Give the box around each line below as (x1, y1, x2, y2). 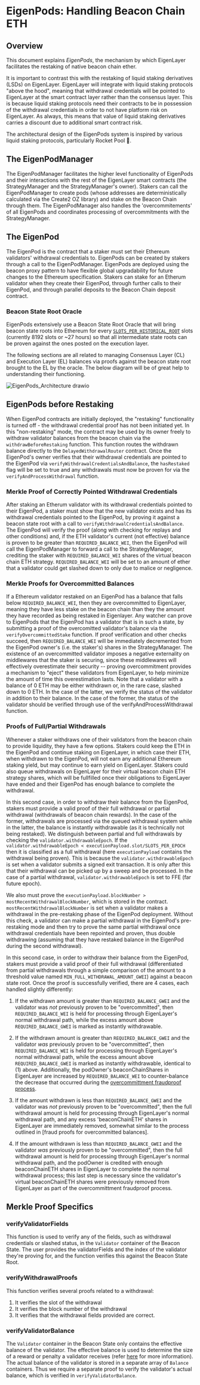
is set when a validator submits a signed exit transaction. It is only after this (6, 861, 191, 868)
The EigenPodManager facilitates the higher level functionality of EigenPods (6, 170, 193, 177)
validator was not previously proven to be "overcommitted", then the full (14, 1103, 192, 1110)
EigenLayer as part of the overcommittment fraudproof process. (14, 1184, 173, 1191)
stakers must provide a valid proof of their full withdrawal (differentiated (6, 960, 183, 967)
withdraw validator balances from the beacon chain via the (6, 434, 151, 441)
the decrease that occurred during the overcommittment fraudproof (14, 1078, 182, 1086)
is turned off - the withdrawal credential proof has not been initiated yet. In (6, 422, 190, 429)
